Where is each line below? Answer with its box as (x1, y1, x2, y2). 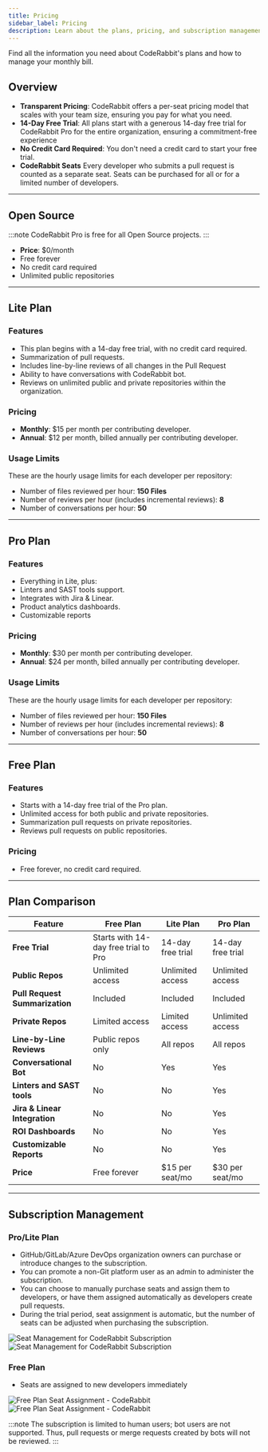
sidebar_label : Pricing (8, 19, 88, 27)
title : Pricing (8, 11, 59, 20)
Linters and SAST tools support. (19, 585, 125, 594)
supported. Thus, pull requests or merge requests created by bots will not (8, 1428, 250, 1438)
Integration (12, 1113, 56, 1124)
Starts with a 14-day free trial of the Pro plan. (19, 801, 168, 810)
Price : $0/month (19, 246, 74, 254)
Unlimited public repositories (19, 271, 115, 280)
